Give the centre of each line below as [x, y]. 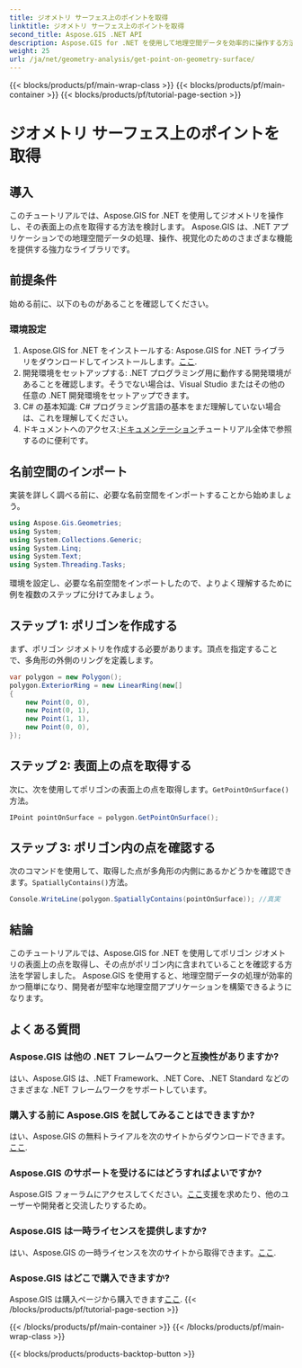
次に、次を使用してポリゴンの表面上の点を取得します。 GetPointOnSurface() [149, 789]
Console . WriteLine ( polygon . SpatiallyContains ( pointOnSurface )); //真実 [145, 899]
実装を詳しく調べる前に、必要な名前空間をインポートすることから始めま [143, 495]
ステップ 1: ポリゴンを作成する [93, 626]
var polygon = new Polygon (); [66, 677]
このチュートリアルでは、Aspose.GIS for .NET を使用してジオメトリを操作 [147, 215]
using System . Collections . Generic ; [76, 540]
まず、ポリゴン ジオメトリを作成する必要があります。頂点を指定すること [144, 648]
